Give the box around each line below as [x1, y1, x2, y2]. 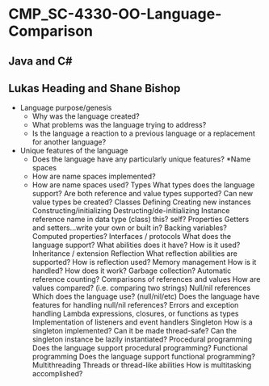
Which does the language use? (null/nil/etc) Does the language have [32, 292, 260, 301]
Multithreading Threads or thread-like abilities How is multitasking [32, 360, 252, 370]
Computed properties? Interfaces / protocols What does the [32, 232, 232, 241]
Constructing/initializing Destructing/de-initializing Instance [32, 206, 230, 216]
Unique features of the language [19, 146, 128, 156]
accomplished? [32, 369, 83, 379]
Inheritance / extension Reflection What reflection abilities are [32, 249, 238, 258]
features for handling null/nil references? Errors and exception [32, 300, 239, 310]
